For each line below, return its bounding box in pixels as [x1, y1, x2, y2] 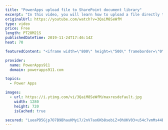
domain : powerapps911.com [9, 67, 64, 72]
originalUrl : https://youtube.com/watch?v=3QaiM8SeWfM [5, 16, 122, 21]
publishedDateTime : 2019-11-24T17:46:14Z [5, 35, 93, 40]
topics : [5, 76, 21, 81]
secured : [5, 117, 23, 122]
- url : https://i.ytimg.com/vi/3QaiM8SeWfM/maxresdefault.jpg [9, 94, 142, 99]
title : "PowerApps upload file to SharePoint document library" [5, 7, 142, 12]
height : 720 [14, 103, 39, 109]
